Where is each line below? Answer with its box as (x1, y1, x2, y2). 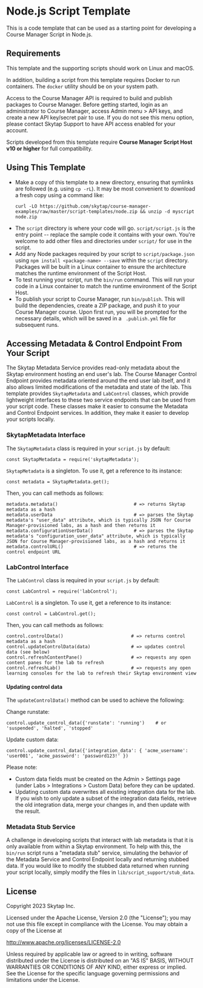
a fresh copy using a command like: (15, 191, 104, 198)
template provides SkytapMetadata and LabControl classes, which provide (6, 390, 189, 397)
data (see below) (6, 649, 50, 655)
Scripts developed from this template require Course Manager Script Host (6, 138, 193, 146)
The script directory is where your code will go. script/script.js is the (15, 224, 196, 232)
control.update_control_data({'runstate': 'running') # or (6, 720, 167, 726)
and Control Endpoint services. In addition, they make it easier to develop (6, 409, 189, 417)
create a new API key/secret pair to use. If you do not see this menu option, (6, 113, 194, 121)
